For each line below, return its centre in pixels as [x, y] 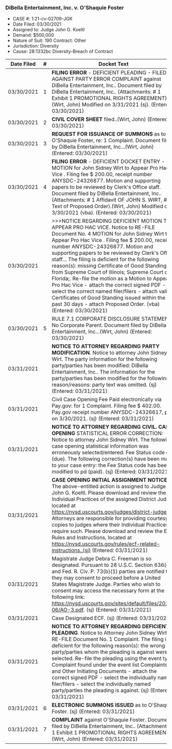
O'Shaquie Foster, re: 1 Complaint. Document [106, 141]
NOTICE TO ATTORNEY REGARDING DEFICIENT [110, 627]
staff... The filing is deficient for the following [105, 259]
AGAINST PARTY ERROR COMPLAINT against [106, 79]
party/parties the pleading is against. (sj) [100, 691]
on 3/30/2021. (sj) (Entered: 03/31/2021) [103, 418]
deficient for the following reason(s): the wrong [108, 646]
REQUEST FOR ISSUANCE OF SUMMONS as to [109, 134]
